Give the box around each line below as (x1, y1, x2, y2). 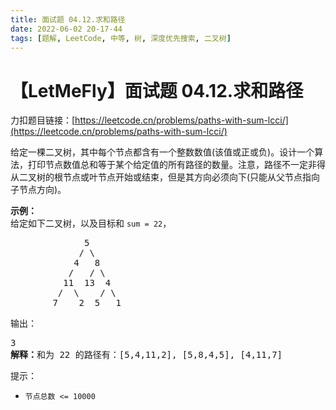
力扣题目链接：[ (10, 114, 76, 126)
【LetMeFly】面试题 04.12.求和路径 (10, 79, 304, 102)
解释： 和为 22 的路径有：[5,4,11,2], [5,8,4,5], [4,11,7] (10, 349, 283, 361)
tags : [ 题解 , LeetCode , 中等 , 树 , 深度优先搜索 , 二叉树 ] (10, 33, 232, 43)
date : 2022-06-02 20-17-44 (10, 24, 123, 34)
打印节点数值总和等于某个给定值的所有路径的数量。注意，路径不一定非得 (27, 159, 326, 171)
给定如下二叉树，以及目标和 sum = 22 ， (10, 217, 172, 230)
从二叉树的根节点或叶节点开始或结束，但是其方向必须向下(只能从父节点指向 (10, 171, 321, 183)
